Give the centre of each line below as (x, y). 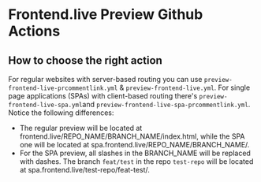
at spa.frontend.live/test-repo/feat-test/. (84, 170)
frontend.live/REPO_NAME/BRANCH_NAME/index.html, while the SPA (132, 136)
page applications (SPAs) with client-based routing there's (103, 96)
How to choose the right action (86, 60)
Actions (34, 31)
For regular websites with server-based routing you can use (105, 79)
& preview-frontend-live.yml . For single (185, 87)
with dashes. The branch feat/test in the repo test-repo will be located (136, 162)
